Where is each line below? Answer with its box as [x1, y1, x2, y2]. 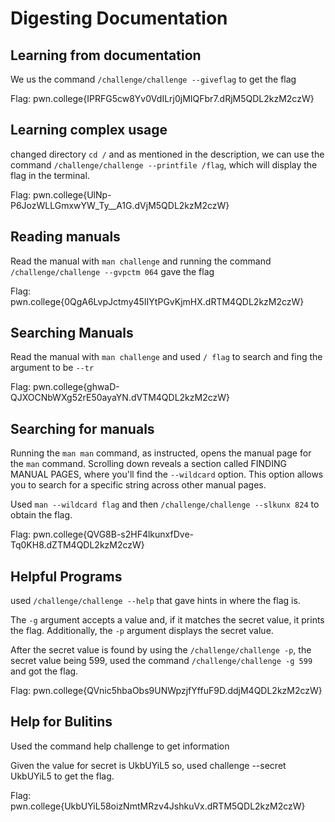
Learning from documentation [10, 47, 202, 64]
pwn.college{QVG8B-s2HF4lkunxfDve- [33, 528, 194, 541]
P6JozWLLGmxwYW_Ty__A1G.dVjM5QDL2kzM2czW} [10, 199, 230, 211]
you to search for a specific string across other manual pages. [10, 479, 267, 491]
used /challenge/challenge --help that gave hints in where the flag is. [10, 595, 301, 607]
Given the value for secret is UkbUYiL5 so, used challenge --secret [10, 759, 287, 771]
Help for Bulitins [10, 713, 113, 731]
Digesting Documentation [10, 7, 228, 30]
